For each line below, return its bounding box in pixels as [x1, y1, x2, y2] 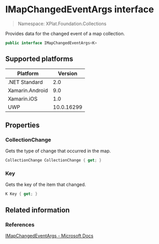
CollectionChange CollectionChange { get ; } [5, 158, 102, 163]
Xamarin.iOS [8, 95, 38, 102]
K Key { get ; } [5, 191, 38, 197]
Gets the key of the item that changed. [5, 181, 86, 188]
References [5, 221, 35, 228]
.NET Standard [8, 78, 43, 86]
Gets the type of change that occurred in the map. [5, 148, 111, 154]
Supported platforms [5, 55, 73, 64]
